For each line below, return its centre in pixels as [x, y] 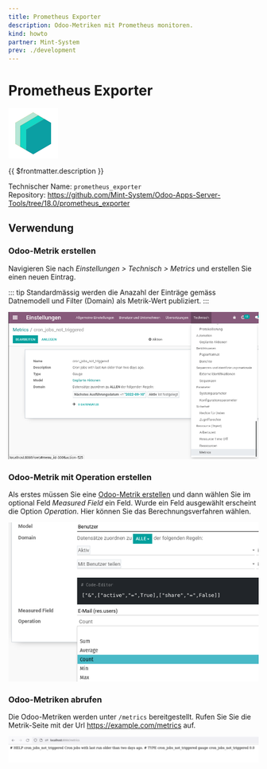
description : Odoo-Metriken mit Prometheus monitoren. [101, 25]
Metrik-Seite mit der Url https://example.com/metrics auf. [102, 725]
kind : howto [28, 33]
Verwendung [41, 228]
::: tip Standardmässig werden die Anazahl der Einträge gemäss [112, 292]
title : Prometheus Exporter [55, 17]
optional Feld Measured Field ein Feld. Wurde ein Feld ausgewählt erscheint [132, 503]
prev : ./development [43, 51]
